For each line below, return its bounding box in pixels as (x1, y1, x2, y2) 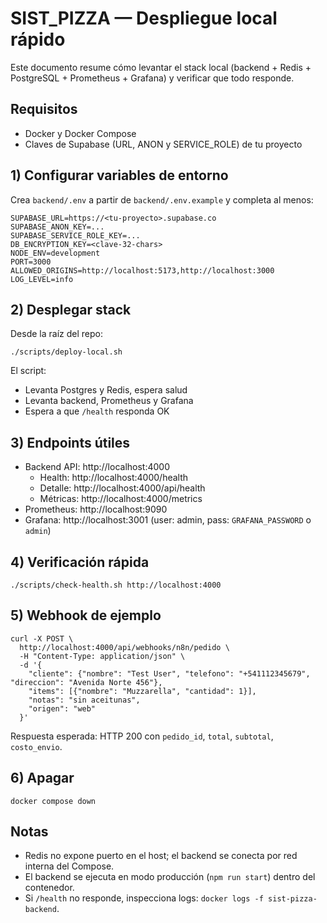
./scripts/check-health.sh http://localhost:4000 (10, 580, 222, 590)
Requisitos (10, 101, 78, 118)
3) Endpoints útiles (10, 434, 131, 451)
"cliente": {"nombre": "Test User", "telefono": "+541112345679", (28, 668, 311, 679)
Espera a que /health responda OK (24, 405, 170, 417)
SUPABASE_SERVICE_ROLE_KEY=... (10, 230, 141, 241)
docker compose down (10, 796, 97, 806)
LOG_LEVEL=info (10, 274, 74, 284)
